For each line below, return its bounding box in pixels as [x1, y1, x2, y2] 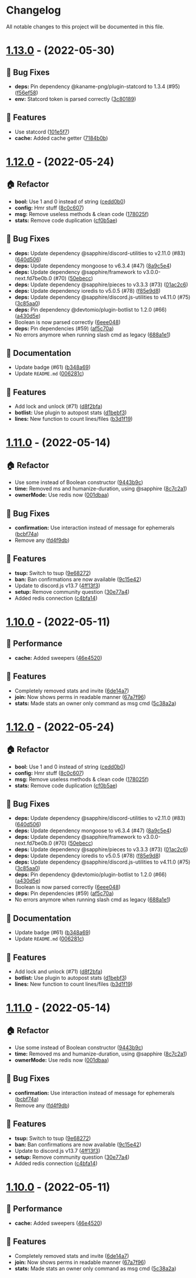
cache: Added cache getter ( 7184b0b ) [14, 134, 108, 142]
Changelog [6, 4, 61, 17]
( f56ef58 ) [14, 89, 38, 96]
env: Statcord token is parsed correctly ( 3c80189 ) [14, 95, 137, 102]
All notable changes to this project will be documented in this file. [6, 23, 165, 30]
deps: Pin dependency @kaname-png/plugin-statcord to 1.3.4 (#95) [14, 83, 181, 90]
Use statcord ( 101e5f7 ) [14, 128, 69, 135]
